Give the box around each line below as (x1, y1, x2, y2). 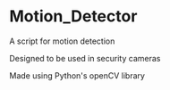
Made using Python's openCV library (9, 70, 146, 81)
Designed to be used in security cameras (9, 53, 161, 63)
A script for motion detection (9, 36, 115, 46)
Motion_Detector (9, 6, 138, 27)
